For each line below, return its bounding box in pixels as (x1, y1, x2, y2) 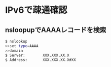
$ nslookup (5, 39, 28, 44)
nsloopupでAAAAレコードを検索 (5, 26, 107, 34)
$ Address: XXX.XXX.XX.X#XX (5, 57, 76, 62)
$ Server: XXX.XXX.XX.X (5, 53, 70, 58)
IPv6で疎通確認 (5, 4, 68, 16)
